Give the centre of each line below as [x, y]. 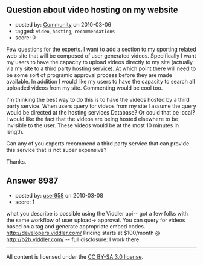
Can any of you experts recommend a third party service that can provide [98, 143]
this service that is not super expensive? [56, 150]
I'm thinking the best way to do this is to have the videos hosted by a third [98, 99]
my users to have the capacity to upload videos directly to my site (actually [100, 62]
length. [15, 131]
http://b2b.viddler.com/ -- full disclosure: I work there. [73, 239]
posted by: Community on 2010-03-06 [63, 24]
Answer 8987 [32, 181]
